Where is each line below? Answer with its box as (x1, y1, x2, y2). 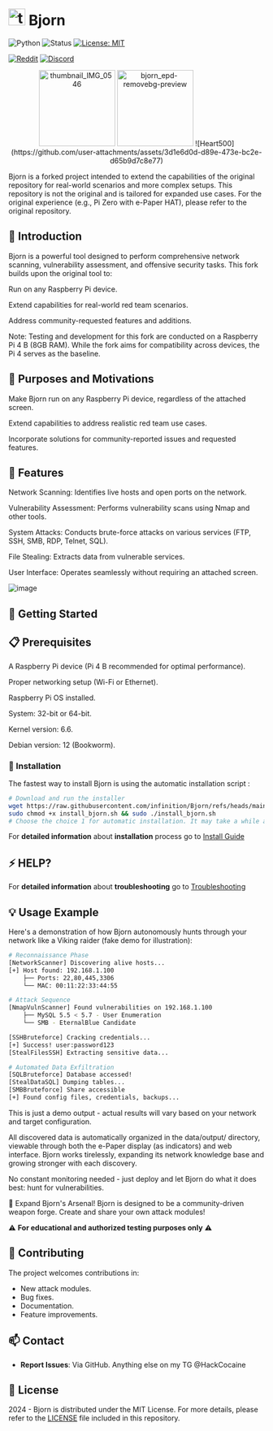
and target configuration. (8, 1117, 92, 1126)
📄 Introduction (8, 230, 83, 244)
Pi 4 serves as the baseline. (8, 348, 101, 358)
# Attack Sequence (8, 996, 71, 1005)
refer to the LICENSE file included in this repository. (8, 1413, 180, 1423)
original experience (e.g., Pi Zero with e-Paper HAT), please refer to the (8, 197, 248, 207)
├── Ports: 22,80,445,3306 (23, 974, 115, 982)
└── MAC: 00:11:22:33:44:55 (23, 981, 118, 990)
